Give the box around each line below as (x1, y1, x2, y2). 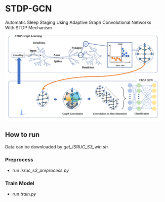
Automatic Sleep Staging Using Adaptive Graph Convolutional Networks (5, 19, 152, 25)
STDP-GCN (5, 3, 52, 14)
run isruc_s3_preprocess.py (12, 167, 69, 173)
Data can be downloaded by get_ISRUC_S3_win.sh (5, 143, 108, 149)
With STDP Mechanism (5, 24, 52, 30)
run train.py (12, 191, 36, 197)
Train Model (5, 180, 35, 187)
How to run (5, 131, 40, 139)
